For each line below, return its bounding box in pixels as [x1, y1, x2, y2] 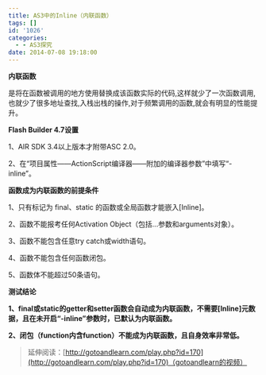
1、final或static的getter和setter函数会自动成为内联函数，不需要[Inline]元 [8, 303, 249, 313]
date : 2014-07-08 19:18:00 [8, 48, 98, 56]
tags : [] [8, 19, 37, 27]
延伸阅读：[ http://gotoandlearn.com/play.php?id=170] [27, 347, 204, 357]
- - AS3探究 [15, 41, 53, 49]
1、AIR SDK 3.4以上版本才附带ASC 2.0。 [8, 142, 141, 151]
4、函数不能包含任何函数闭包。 [8, 253, 111, 262]
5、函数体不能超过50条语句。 [8, 270, 105, 279]
